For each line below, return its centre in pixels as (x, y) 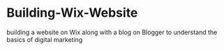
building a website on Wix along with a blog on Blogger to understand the (112, 32)
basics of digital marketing (45, 39)
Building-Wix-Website (72, 13)
